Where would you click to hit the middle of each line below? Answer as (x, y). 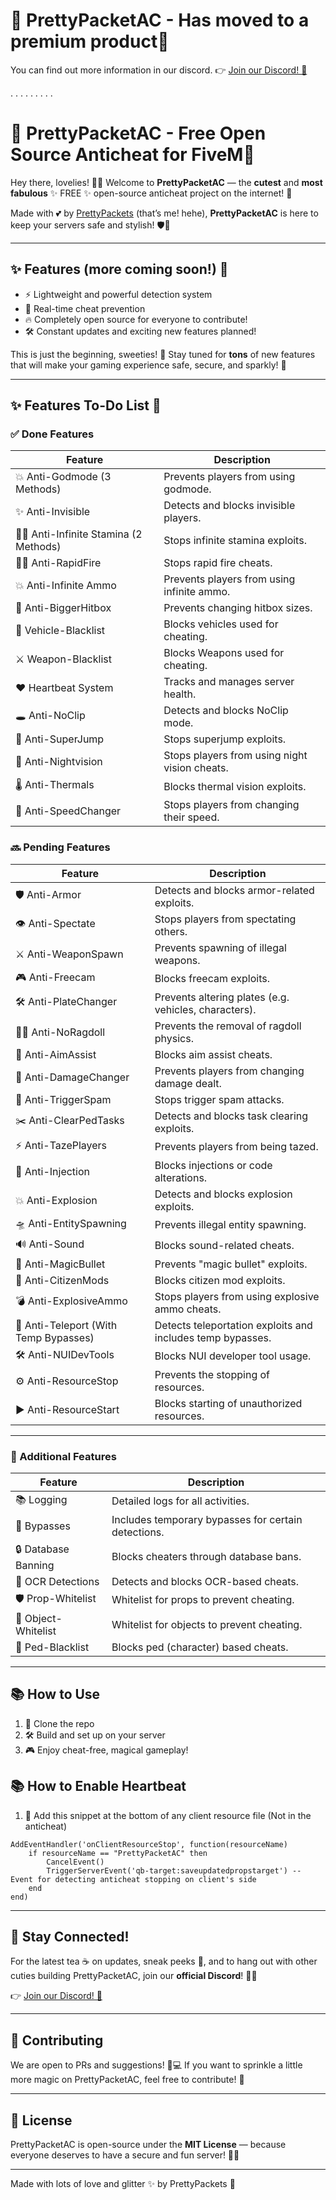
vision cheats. (196, 768)
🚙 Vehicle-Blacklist (60, 631)
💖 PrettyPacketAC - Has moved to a (160, 20)
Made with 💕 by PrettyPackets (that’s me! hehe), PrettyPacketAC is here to (164, 213)
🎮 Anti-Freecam (55, 977)
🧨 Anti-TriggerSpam (63, 1099)
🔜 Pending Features (60, 847)
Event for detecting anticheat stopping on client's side (133, 1879)
